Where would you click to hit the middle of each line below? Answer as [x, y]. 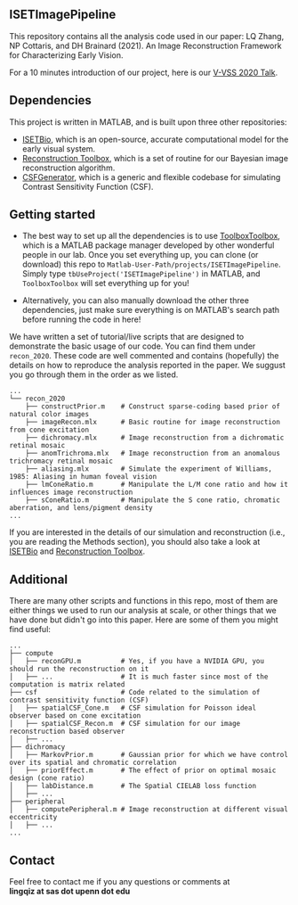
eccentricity [33, 818]
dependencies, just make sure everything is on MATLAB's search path [151, 310]
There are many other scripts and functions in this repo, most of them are [144, 601]
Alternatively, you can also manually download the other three [135, 300]
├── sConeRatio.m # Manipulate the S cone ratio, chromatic [153, 500]
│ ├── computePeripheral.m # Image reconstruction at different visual [149, 810]
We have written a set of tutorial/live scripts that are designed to [127, 337]
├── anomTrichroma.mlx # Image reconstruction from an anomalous [153, 454]
